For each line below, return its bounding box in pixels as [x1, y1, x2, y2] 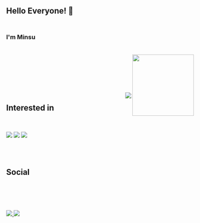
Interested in [6, 103, 55, 113]
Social [6, 167, 30, 177]
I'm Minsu [6, 33, 36, 42]
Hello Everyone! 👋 [6, 6, 74, 16]
